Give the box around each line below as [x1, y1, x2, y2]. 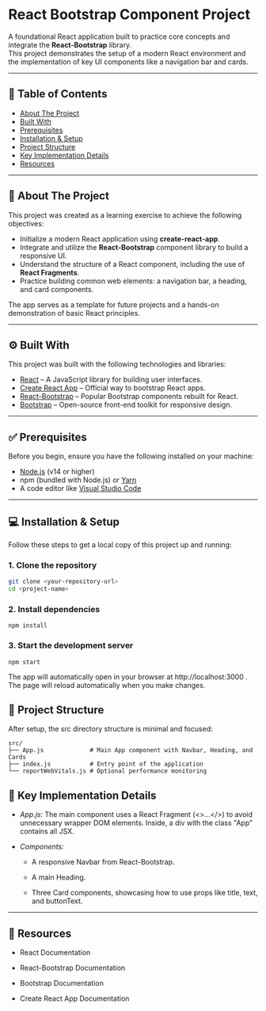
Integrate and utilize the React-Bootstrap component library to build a [19, 242, 249, 252]
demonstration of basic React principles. [8, 308, 141, 317]
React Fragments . [19, 268, 80, 277]
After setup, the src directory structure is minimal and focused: [8, 724, 213, 734]
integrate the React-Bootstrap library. [8, 40, 132, 49]
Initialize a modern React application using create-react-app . [19, 234, 220, 243]
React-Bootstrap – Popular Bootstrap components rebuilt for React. [19, 392, 239, 401]
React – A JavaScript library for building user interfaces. [19, 374, 203, 385]
